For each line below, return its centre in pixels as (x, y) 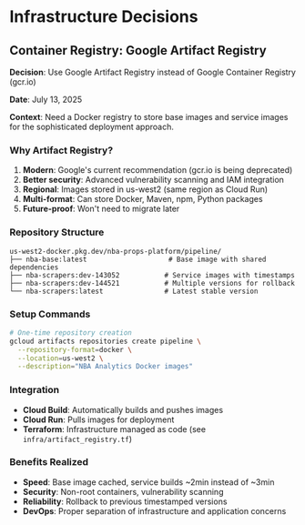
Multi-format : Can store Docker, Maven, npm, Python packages (142, 199)
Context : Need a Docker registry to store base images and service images (149, 117)
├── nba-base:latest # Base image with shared (138, 259)
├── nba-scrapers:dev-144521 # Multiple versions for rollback (152, 283)
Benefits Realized (49, 462)
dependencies (34, 267)
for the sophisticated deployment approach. (92, 126)
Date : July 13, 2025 (46, 99)
